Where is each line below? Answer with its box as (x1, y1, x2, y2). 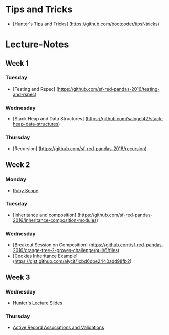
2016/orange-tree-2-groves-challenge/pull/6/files (12, 247, 118, 253)
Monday (5, 176, 27, 183)
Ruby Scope (12, 187, 39, 194)
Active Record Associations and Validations (12, 324, 104, 330)
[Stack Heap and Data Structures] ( (12, 116, 87, 122)
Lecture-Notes (5, 38, 69, 50)
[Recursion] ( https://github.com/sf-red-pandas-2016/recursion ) (12, 145, 147, 152)
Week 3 (5, 273, 30, 282)
